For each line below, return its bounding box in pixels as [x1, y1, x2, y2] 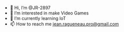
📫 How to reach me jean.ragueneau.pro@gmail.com [10, 21, 119, 27]
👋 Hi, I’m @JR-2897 [10, 5, 51, 10]
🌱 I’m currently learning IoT [10, 15, 66, 21]
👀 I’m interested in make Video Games [10, 10, 89, 16]
